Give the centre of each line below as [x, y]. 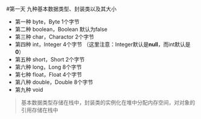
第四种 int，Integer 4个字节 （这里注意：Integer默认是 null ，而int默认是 [103, 44]
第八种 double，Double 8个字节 [54, 82]
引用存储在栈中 [39, 110]
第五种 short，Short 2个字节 [50, 59]
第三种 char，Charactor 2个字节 [54, 37]
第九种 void [29, 90]
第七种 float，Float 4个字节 [48, 75]
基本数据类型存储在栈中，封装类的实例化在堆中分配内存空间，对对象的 [108, 102]
